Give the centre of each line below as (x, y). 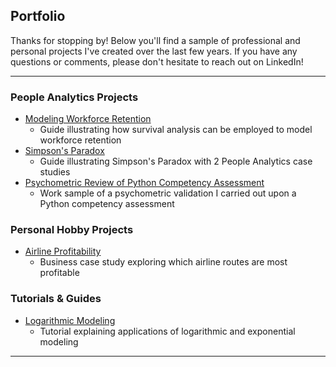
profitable (59, 273)
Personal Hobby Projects (72, 230)
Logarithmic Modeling (70, 320)
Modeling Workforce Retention (88, 119)
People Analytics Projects (74, 97)
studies (55, 172)
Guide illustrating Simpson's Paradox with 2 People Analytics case (176, 161)
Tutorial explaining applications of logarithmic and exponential (167, 331)
